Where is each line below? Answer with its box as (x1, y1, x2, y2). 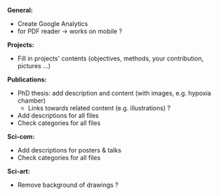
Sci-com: (7, 133, 35, 141)
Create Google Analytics (17, 20, 88, 27)
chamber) (17, 96, 46, 105)
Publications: (7, 75, 47, 84)
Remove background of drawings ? (17, 181, 119, 189)
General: (7, 6, 34, 14)
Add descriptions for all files (17, 112, 100, 119)
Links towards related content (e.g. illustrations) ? (27, 104, 171, 112)
